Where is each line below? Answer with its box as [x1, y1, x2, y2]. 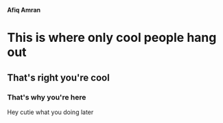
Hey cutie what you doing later [7, 108, 94, 116]
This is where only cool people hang [7, 30, 217, 45]
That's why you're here [7, 92, 86, 102]
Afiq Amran [7, 6, 41, 14]
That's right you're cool [7, 71, 110, 83]
